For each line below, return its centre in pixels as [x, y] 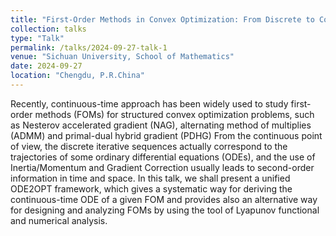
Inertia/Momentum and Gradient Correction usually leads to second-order [162, 167]
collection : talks [48, 29]
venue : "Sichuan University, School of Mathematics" [122, 57]
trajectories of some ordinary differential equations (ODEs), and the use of [163, 157]
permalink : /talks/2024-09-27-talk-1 [89, 47]
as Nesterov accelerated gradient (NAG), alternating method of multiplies [161, 125]
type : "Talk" [37, 38]
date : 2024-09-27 [46, 66]
